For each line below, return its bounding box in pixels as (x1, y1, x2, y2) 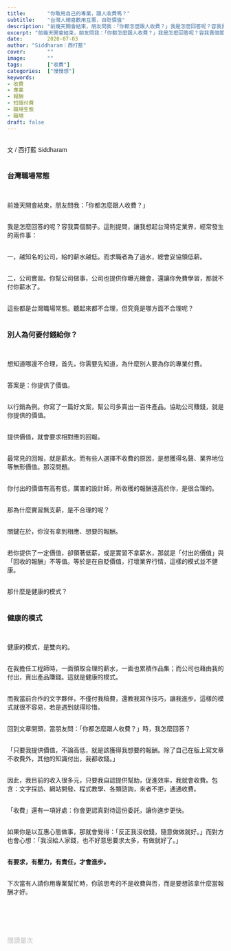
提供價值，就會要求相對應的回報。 (7, 433, 104, 441)
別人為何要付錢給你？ (7, 330, 78, 339)
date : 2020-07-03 (7, 36, 78, 43)
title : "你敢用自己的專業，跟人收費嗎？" (7, 10, 131, 17)
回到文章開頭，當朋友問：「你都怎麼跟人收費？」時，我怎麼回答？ (7, 725, 191, 733)
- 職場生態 (7, 106, 34, 113)
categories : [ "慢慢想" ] (7, 67, 76, 74)
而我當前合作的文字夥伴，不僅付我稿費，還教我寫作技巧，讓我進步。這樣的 (7, 695, 218, 703)
